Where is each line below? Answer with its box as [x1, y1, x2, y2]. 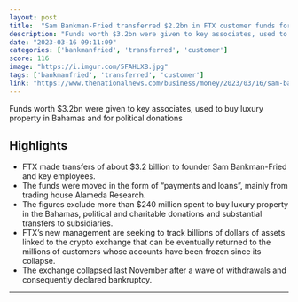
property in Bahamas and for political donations [9, 112, 184, 123]
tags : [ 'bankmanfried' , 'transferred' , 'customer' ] [9, 71, 204, 80]
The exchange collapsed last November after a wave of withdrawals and [21, 265, 286, 275]
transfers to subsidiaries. [21, 218, 114, 228]
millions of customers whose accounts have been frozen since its [21, 246, 262, 257]
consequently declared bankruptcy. [21, 275, 153, 285]
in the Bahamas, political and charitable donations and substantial [21, 209, 263, 220]
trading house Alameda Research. [21, 190, 146, 200]
